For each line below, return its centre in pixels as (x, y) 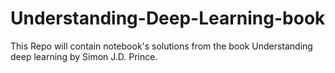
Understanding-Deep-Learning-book (168, 18)
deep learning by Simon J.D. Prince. (84, 56)
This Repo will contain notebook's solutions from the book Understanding (161, 46)
